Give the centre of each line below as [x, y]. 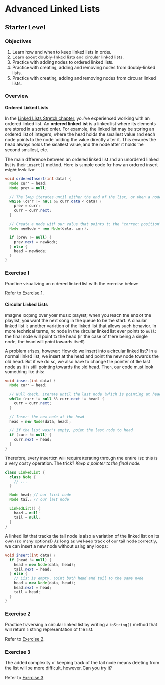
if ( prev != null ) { [30, 237]
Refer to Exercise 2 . [25, 639]
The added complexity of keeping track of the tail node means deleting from [82, 662]
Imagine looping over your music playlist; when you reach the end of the [78, 315]
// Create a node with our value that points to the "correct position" [85, 224]
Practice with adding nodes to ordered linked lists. [63, 62]
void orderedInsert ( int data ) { [38, 179]
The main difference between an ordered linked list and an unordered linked [82, 159]
